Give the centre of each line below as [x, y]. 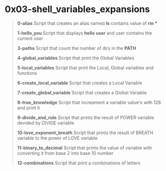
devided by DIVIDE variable [46, 123]
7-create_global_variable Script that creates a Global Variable [82, 92]
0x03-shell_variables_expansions [77, 9]
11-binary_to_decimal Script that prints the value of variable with [85, 148]
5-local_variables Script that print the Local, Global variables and [85, 68]
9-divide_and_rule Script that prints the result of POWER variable [86, 118]
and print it [28, 107]
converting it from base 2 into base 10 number [65, 153]
